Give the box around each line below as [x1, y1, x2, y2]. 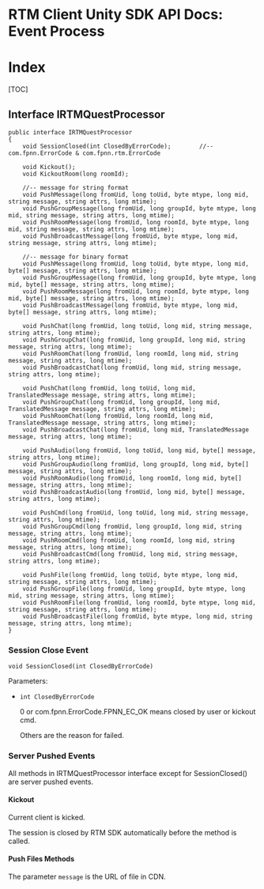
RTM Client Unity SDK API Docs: [8, 6, 224, 24]
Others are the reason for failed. [19, 731, 125, 740]
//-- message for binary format [22, 253, 129, 261]
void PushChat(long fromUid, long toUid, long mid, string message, [22, 322, 253, 330]
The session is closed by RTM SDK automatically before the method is [8, 827, 237, 837]
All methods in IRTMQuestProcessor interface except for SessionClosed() [8, 768, 247, 778]
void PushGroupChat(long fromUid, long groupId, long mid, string [22, 336, 246, 344]
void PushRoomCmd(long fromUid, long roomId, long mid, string [22, 536, 236, 544]
